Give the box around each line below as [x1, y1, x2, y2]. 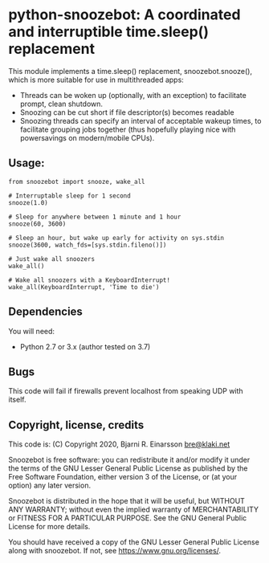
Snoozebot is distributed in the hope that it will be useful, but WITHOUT [8, 496, 245, 506]
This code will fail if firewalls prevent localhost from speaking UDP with [8, 386, 243, 396]
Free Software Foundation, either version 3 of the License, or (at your [8, 472, 238, 482]
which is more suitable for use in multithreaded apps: [8, 75, 185, 84]
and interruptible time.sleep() [8, 22, 209, 41]
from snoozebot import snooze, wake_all [8, 177, 146, 186]
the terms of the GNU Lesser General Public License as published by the [8, 463, 248, 473]
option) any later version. [8, 480, 91, 491]
